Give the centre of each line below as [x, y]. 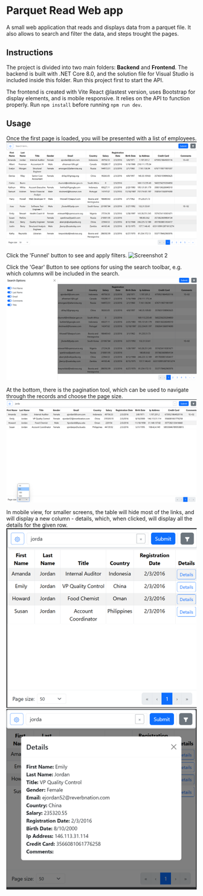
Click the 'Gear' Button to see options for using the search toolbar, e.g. [94, 267]
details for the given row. [37, 525]
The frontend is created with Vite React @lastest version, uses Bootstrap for [101, 92]
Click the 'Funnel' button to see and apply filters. [67, 255]
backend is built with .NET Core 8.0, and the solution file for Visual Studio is [100, 74]
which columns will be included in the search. [63, 273]
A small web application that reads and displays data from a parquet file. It [99, 27]
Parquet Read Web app [65, 11]
